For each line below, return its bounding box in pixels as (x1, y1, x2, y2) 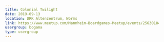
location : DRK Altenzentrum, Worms (5, 16, 78, 21)
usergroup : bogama (5, 25, 42, 30)
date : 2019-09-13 (5, 12, 41, 16)
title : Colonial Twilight (5, 7, 58, 12)
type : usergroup (5, 29, 38, 34)
